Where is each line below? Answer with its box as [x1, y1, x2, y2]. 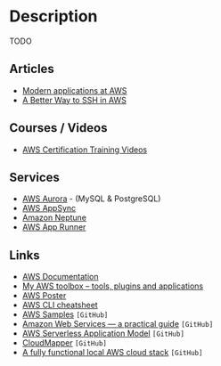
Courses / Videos [9, 120, 108, 135]
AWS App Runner [21, 222, 86, 232]
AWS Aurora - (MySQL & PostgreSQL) [21, 193, 161, 204]
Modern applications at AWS [21, 85, 127, 95]
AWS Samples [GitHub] [21, 309, 109, 320]
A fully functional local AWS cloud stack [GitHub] [21, 347, 203, 358]
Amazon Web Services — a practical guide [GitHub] [21, 319, 214, 329]
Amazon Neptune [21, 212, 87, 224]
